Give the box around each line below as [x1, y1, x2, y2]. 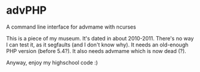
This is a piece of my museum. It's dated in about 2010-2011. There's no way [6, 35, 194, 42]
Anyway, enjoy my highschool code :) [6, 59, 98, 66]
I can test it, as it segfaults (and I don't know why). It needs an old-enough [6, 41, 189, 48]
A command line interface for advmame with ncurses [6, 23, 136, 30]
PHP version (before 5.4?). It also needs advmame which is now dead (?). [6, 47, 186, 54]
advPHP [6, 4, 47, 17]
